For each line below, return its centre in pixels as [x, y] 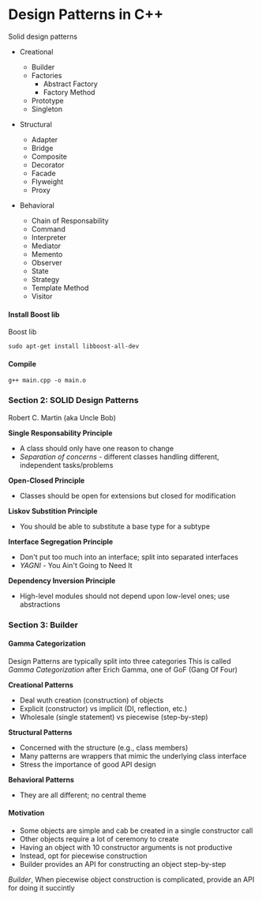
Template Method [60, 288]
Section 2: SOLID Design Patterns [74, 401]
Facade [44, 173]
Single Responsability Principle [60, 433]
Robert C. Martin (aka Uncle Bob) [62, 417]
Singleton [47, 109]
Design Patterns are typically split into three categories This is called [120, 661]
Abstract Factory [71, 84]
